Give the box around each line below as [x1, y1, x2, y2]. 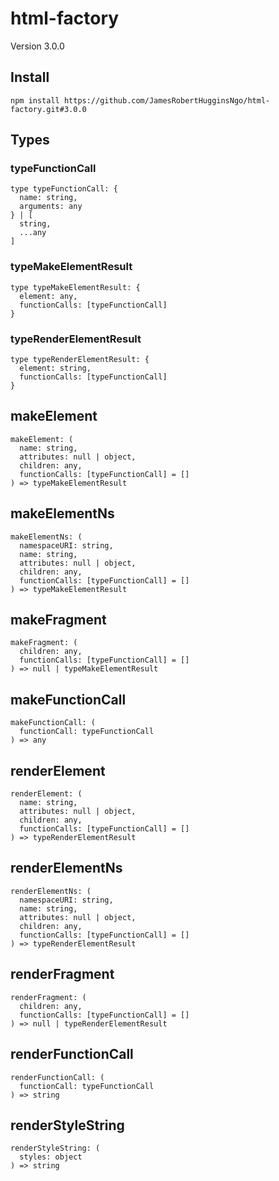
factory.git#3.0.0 [10, 104, 87, 114]
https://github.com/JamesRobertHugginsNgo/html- [63, 95, 271, 106]
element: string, [19, 363, 92, 374]
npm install [10, 95, 60, 106]
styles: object [19, 1152, 83, 1162]
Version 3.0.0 [10, 40, 65, 52]
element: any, [19, 291, 78, 301]
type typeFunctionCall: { [10, 184, 118, 194]
